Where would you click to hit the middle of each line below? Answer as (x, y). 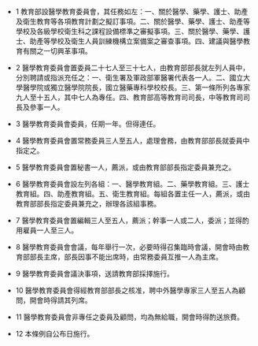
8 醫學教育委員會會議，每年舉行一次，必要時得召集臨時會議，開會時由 (129, 247)
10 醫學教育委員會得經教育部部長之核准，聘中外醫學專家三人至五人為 (127, 290)
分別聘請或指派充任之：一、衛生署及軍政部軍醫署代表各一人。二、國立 (129, 78)
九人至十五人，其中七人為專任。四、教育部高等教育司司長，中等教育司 (129, 97)
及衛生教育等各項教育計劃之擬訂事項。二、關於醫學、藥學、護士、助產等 (133, 21)
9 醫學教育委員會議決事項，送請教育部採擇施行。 (95, 273)
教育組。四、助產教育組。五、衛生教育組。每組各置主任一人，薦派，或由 (133, 194)
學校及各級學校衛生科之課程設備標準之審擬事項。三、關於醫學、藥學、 (129, 31)
